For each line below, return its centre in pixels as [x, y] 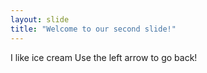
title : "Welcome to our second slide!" [93, 29]
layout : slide [40, 19]
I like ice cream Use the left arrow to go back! [104, 57]
